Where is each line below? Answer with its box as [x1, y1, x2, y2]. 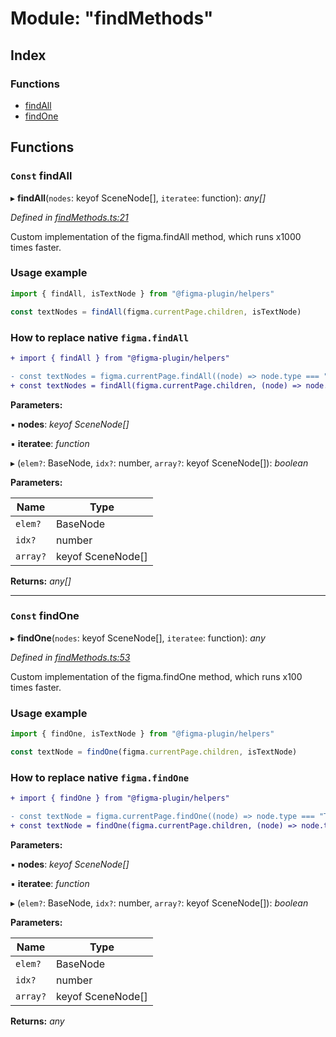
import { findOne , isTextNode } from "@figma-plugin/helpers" [10, 729, 275, 739]
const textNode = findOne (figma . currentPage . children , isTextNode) [10, 747, 298, 757]
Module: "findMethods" [10, 7, 214, 30]
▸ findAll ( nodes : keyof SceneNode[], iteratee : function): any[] [10, 192, 267, 204]
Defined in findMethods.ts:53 [10, 651, 131, 663]
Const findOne [10, 609, 80, 623]
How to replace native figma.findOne [10, 770, 190, 784]
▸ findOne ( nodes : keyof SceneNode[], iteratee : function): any [10, 632, 266, 644]
